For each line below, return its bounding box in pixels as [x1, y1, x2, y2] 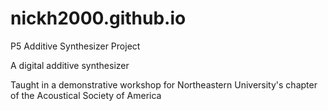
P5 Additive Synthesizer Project [10, 40, 141, 52]
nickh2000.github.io [10, 7, 187, 30]
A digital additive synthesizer [10, 59, 130, 71]
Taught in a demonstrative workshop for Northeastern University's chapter [10, 78, 318, 91]
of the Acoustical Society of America [10, 89, 162, 101]
